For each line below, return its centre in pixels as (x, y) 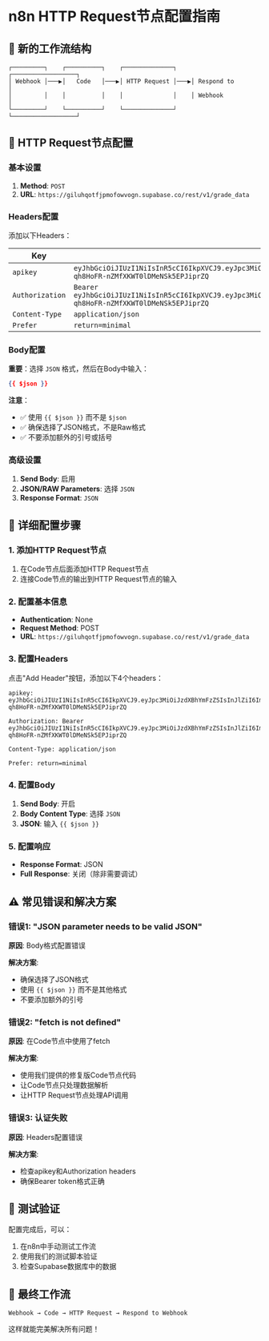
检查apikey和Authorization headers (78, 1171)
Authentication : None (56, 620)
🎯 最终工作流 (39, 1294)
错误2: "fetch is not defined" (65, 1022)
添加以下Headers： (40, 235)
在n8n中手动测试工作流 (58, 1246)
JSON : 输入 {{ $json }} (60, 824)
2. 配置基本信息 (38, 602)
